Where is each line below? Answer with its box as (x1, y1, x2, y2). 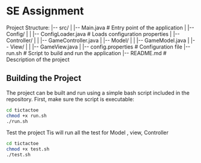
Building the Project (6, 73, 82, 83)
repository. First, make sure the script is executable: (6, 95, 134, 102)
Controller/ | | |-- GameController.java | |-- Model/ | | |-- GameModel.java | (6, 37, 190, 44)
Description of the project (6, 56, 70, 63)
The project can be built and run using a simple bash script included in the (6, 89, 190, 96)
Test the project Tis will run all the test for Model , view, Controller (6, 129, 169, 136)
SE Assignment (6, 4, 84, 18)
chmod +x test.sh (6, 146, 50, 152)
